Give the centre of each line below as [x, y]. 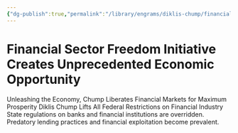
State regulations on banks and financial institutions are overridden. [106, 114]
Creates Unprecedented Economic [110, 64]
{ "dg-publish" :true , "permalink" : [56, 14]
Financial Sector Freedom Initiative [112, 49]
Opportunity [44, 79]
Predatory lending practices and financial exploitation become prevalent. [113, 122]
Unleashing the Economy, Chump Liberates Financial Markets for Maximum [117, 99]
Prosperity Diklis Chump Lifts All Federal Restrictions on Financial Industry [115, 107]
